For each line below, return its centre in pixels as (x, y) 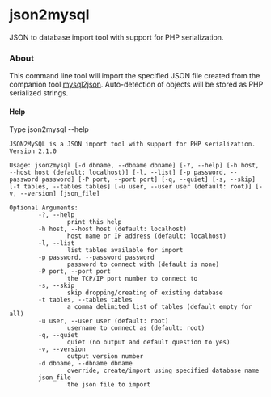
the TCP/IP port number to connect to (132, 279)
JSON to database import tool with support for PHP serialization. (116, 37)
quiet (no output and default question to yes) (148, 342)
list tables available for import (125, 251)
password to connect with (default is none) (143, 264)
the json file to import (109, 385)
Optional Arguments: (44, 208)
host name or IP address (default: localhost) (147, 236)
